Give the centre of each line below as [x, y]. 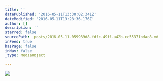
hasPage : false [21, 46]
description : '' [22, 28]
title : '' [15, 10]
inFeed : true [19, 42]
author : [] [16, 23]
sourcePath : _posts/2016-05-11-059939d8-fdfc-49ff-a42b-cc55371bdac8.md [82, 37]
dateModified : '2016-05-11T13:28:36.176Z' [50, 19]
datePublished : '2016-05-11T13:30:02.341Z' [51, 14]
